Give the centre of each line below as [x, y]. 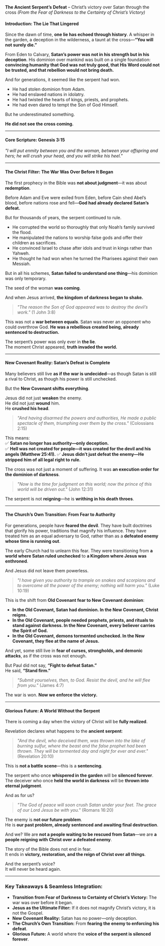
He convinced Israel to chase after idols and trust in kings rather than [82, 248]
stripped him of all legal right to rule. [43, 460]
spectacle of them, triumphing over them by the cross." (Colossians [85, 423]
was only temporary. [26, 278]
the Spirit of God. [30, 631]
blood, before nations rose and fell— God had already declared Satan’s [77, 203]
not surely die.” [21, 45]
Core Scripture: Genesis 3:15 [35, 140]
